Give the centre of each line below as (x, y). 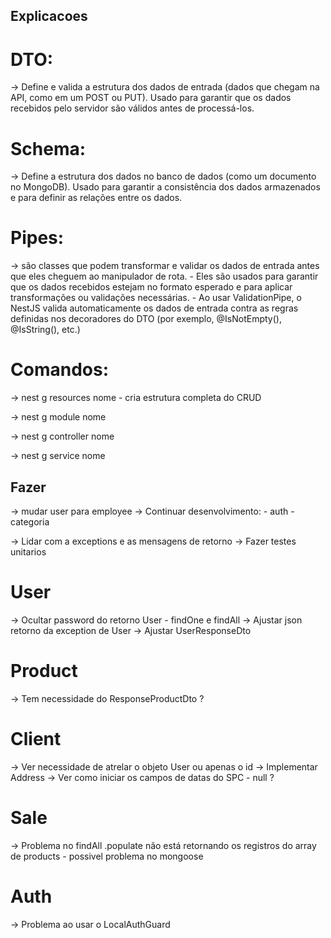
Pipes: (37, 238)
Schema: (48, 148)
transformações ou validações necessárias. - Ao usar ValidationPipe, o (156, 298)
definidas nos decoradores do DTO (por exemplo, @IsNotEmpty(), (146, 319)
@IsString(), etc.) (45, 330)
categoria (30, 521)
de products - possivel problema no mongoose (107, 856)
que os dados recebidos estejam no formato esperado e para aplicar (151, 287)
